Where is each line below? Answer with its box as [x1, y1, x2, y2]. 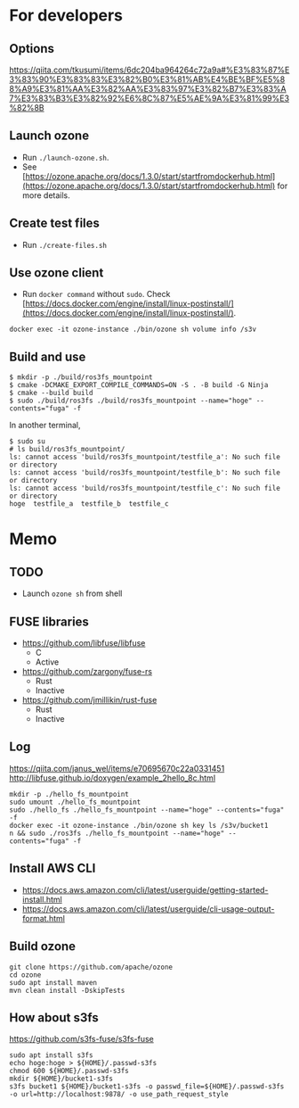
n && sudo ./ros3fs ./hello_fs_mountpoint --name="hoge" [9, 829, 225, 838]
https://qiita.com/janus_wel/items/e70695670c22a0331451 [9, 763, 225, 773]
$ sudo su [9, 437, 46, 446]
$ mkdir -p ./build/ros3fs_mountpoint [9, 373, 153, 382]
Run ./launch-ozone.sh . [21, 152, 109, 162]
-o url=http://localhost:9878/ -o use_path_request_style [9, 1090, 229, 1099]
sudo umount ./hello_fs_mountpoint [9, 798, 141, 806]
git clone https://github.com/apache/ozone [9, 963, 174, 972]
